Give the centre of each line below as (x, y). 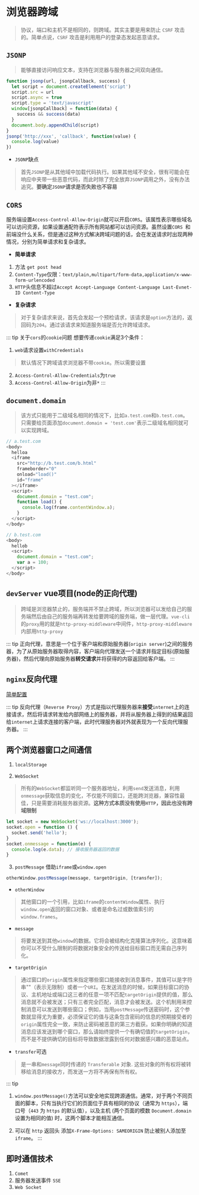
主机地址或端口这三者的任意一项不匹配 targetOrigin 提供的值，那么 (112, 994)
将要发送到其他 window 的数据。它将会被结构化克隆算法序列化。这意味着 (106, 941)
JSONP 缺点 (27, 159)
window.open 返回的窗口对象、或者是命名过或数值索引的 (87, 909)
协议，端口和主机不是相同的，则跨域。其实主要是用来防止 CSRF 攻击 (103, 30)
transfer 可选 (31, 1052)
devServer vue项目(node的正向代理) (72, 593)
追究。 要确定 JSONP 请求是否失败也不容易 (69, 187)
